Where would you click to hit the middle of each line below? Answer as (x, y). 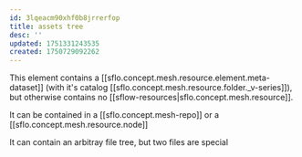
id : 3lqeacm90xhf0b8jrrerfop (65, 18)
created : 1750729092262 (55, 52)
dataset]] (26, 88)
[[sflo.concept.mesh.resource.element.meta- (186, 78)
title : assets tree (47, 26)
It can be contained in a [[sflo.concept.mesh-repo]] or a (115, 115)
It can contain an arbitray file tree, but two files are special (119, 142)
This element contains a (54, 78)
